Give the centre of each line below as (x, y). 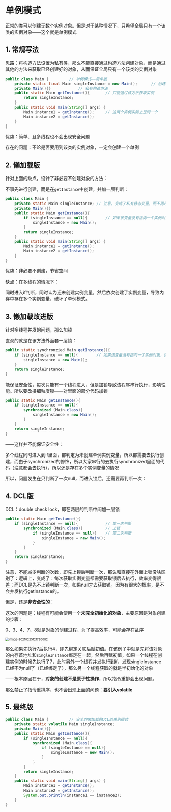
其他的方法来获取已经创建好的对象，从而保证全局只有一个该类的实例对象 (81, 69)
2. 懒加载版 (23, 165)
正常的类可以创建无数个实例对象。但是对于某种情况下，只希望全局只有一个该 (85, 26)
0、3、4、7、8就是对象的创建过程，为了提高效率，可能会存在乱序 (75, 630)
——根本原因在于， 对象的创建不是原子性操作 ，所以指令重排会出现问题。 (81, 679)
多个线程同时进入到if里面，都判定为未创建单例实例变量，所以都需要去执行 (82, 455)
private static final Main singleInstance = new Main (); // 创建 (90, 84)
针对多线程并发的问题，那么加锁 (39, 330)
